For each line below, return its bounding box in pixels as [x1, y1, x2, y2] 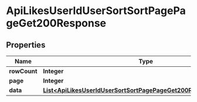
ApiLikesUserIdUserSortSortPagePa [6, 4, 186, 18]
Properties [6, 40, 46, 50]
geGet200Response [6, 16, 107, 30]
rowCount [9, 67, 38, 75]
